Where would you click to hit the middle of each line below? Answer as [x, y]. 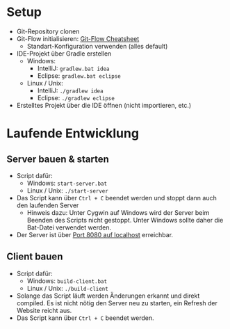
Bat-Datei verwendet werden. [69, 227]
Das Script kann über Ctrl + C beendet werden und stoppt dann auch [116, 198]
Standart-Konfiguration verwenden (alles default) [97, 46]
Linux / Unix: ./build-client [67, 288]
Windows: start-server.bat [67, 183]
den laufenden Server [48, 205]
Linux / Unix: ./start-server [67, 190]
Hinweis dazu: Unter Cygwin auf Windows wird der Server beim [118, 212]
